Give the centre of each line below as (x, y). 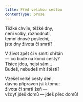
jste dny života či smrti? (29, 44)
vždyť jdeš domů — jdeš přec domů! (41, 94)
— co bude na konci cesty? (32, 58)
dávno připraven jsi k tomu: (32, 83)
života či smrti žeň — (26, 89)
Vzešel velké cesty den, (29, 78)
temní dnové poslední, (27, 38)
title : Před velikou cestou (34, 10)
